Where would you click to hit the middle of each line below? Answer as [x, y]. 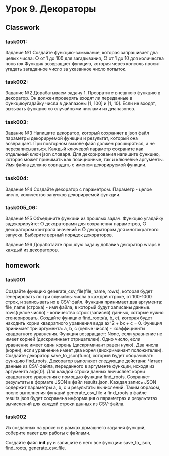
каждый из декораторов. [32, 250]
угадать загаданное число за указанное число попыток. [66, 69]
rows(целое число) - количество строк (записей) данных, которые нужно [84, 312]
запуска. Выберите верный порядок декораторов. [59, 235]
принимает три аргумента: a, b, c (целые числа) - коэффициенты [75, 328]
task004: [17, 178]
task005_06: [21, 207]
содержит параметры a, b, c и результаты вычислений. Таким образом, [83, 387]
